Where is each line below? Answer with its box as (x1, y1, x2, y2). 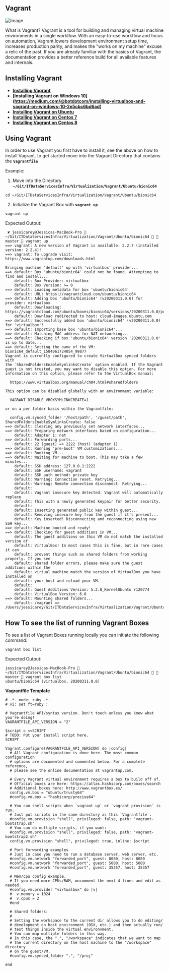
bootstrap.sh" (5, 821, 35, 826)
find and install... (5, 274, 49, 279)
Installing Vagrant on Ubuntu (12, 108, 74, 115)
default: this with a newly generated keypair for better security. (14, 499, 161, 504)
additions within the (5, 565, 51, 570)
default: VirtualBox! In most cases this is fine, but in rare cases (14, 543, 163, 549)
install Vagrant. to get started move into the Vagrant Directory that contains (5, 153, 161, 159)
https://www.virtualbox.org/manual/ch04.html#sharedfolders (10, 380, 138, 385)
